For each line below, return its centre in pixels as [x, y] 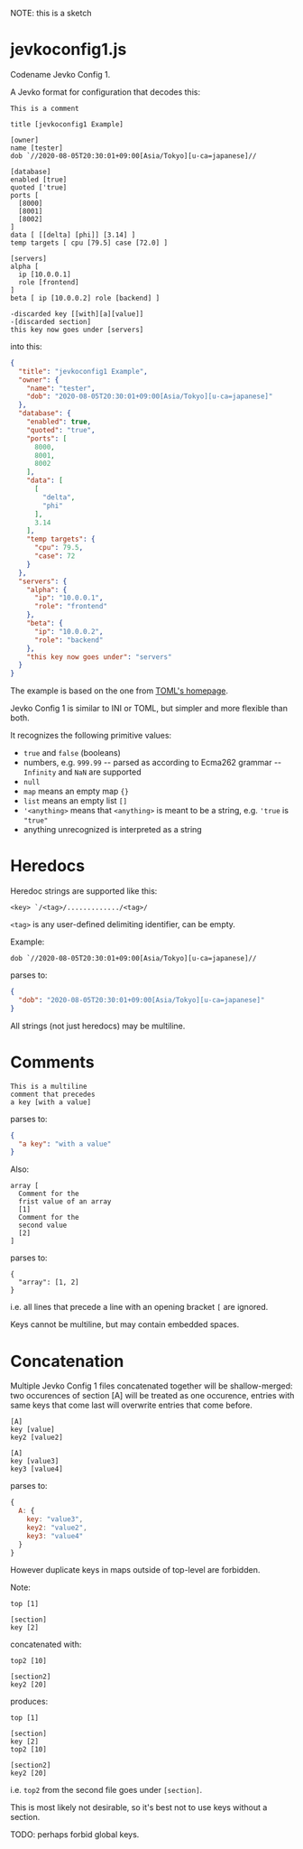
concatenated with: [46, 1645]
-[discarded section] [51, 321]
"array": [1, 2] [49, 1282]
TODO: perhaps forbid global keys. [75, 1835]
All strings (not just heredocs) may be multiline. [98, 1026]
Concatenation [67, 1361]
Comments [52, 1062]
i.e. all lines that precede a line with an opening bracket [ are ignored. [139, 1307]
